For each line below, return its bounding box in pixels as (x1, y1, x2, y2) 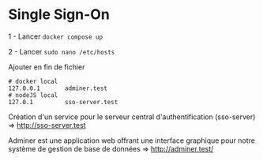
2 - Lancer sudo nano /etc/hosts (8, 47, 115, 56)
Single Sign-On (8, 6, 111, 24)
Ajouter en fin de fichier (8, 62, 85, 72)
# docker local (8, 77, 58, 85)
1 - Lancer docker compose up (8, 32, 103, 41)
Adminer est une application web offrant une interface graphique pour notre (8, 136, 255, 145)
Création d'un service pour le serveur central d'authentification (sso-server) (8, 112, 256, 122)
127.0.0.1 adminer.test (8, 84, 108, 92)
